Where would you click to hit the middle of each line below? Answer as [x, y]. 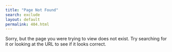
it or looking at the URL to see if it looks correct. [56, 44]
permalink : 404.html [27, 24]
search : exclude [23, 15]
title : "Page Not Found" [32, 10]
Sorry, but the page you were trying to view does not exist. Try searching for [86, 39]
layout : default [23, 19]
